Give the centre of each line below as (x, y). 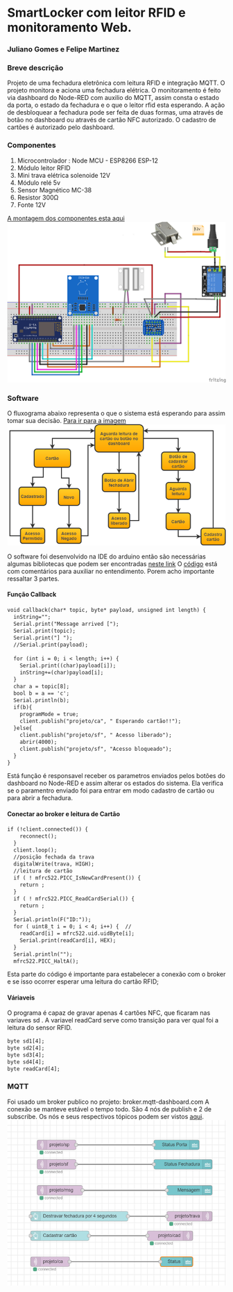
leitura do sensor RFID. (40, 1028)
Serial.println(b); (42, 700)
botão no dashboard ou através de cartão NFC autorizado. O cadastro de (112, 120)
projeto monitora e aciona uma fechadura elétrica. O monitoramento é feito (114, 90)
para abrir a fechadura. (40, 797)
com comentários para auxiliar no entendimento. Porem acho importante (111, 571)
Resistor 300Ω (38, 197)
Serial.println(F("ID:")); (52, 920)
